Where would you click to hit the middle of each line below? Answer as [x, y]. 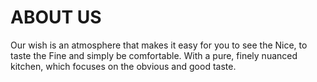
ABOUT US [56, 17]
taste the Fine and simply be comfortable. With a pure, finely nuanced [154, 55]
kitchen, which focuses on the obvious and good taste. [123, 66]
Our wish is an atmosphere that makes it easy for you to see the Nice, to [159, 45]
